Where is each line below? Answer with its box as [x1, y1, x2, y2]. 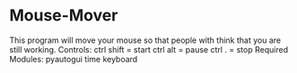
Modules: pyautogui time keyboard [9, 53, 138, 64]
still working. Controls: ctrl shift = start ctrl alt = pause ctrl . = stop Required [9, 44, 289, 54]
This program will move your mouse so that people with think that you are [9, 35, 281, 45]
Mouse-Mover [9, 5, 118, 26]
